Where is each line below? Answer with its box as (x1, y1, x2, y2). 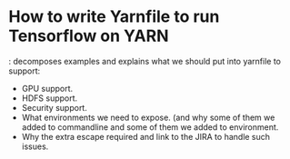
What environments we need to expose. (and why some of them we (21, 112, 275, 123)
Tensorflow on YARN (8, 25, 169, 46)
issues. (21, 141, 49, 152)
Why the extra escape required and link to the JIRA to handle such (21, 131, 270, 142)
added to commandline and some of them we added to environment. (21, 121, 279, 133)
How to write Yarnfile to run (8, 6, 220, 27)
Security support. (21, 102, 87, 113)
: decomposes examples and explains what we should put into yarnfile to (8, 55, 282, 66)
